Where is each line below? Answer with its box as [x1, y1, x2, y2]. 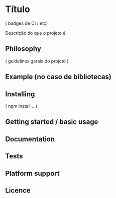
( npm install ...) [5, 103, 38, 109]
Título [5, 4, 30, 15]
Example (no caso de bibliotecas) [5, 73, 111, 81]
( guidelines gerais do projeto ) [5, 58, 69, 64]
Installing [5, 90, 35, 98]
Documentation [5, 135, 55, 143]
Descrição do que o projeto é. [5, 30, 67, 36]
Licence [5, 186, 31, 194]
